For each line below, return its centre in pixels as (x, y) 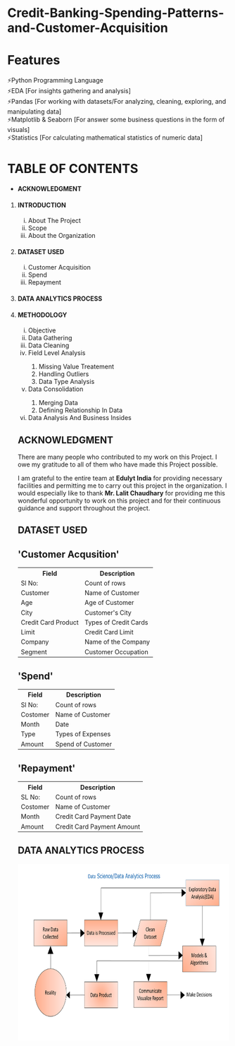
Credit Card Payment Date (93, 817)
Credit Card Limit (109, 632)
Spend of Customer (84, 744)
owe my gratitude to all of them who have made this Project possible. (118, 464)
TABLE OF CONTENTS (73, 169)
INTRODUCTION (42, 205)
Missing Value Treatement (76, 367)
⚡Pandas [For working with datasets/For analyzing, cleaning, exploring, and (117, 102)
